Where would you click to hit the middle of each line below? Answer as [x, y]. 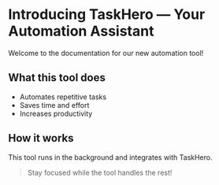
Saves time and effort [54, 105]
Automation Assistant [81, 31]
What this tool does [57, 78]
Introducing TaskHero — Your [107, 15]
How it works [41, 138]
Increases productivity [56, 113]
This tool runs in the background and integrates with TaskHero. [110, 157]
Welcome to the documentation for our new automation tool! [106, 53]
